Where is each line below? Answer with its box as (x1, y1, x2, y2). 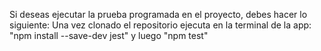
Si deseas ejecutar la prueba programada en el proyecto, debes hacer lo (9, 9, 308, 20)
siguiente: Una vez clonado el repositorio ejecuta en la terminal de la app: (9, 19, 312, 31)
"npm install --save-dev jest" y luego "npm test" (9, 30, 209, 41)
